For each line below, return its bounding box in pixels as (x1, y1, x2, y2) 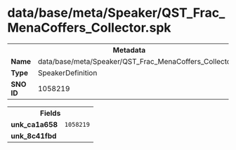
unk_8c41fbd (11, 131, 57, 141)
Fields (39, 108, 61, 118)
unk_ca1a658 (11, 119, 58, 129)
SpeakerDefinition (37, 68, 98, 78)
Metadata (112, 45, 146, 55)
